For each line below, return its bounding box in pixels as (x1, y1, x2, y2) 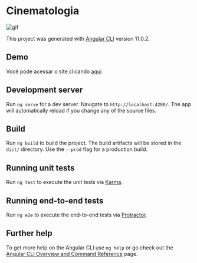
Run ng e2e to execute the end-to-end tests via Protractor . (6, 211, 147, 218)
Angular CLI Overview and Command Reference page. (6, 250, 138, 257)
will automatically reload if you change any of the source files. (6, 107, 157, 114)
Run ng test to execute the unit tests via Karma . (6, 179, 123, 186)
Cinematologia (6, 4, 80, 18)
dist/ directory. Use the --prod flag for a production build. (6, 146, 147, 153)
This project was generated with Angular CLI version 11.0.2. (6, 35, 150, 42)
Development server (6, 85, 83, 95)
